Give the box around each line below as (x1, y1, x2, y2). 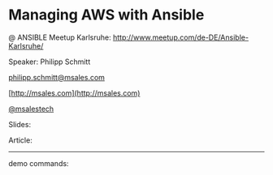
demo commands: (8, 158, 69, 168)
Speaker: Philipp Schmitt (8, 57, 91, 66)
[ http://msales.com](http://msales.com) (8, 87, 141, 98)
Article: (8, 135, 32, 145)
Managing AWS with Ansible (8, 6, 205, 24)
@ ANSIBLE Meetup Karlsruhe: (8, 32, 111, 42)
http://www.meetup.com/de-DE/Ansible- (112, 32, 249, 42)
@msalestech (8, 104, 54, 113)
